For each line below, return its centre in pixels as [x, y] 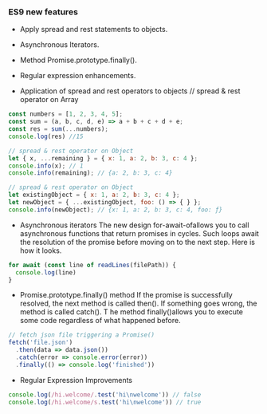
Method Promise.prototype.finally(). [78, 60]
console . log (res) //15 [46, 136]
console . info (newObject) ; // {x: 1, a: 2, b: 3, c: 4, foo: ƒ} [116, 210]
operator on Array [49, 100]
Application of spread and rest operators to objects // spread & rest [130, 91]
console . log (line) [46, 272]
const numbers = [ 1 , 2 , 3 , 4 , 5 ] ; [66, 114]
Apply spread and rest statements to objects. [94, 30]
